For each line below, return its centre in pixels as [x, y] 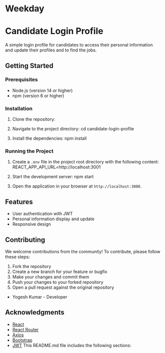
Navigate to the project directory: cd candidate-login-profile [73, 129]
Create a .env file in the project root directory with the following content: [85, 162]
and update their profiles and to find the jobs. [51, 50]
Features [19, 202]
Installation [19, 108]
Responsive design [32, 224]
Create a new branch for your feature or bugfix [60, 272]
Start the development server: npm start [53, 177]
